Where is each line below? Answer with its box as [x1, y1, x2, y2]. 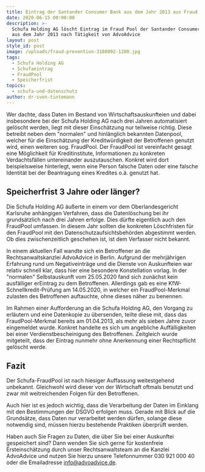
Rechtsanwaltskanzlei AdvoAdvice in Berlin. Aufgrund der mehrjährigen [6, 254, 186, 261]
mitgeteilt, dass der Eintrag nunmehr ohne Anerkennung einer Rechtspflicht [6, 337, 196, 344]
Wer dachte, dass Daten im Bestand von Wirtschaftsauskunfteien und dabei [6, 110, 196, 118]
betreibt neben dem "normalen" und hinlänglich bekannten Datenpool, [6, 130, 183, 137]
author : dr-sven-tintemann [6, 94, 75, 100]
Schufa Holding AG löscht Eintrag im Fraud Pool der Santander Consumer [12, 26, 201, 32]
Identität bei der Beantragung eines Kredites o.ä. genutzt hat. [6, 169, 160, 176]
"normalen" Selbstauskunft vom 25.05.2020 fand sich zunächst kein [6, 273, 178, 281]
